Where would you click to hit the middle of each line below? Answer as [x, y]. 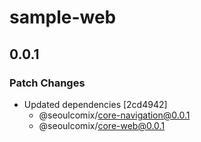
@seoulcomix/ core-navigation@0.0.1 [114, 115]
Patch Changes [47, 83]
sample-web [63, 17]
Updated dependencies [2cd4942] [95, 104]
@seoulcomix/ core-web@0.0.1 [102, 125]
